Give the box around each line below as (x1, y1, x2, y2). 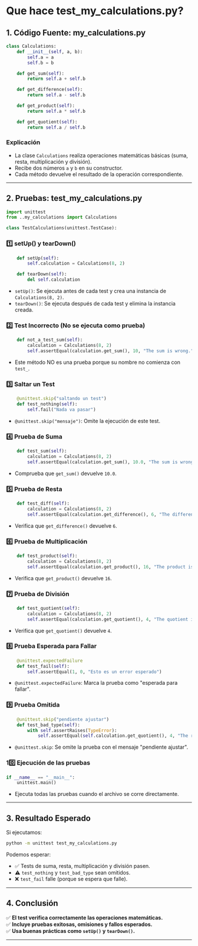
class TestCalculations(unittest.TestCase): (6, 225, 117, 231)
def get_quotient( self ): (16, 119, 78, 125)
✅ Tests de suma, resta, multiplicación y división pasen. (14, 863, 150, 870)
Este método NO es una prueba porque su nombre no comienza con (14, 359, 181, 366)
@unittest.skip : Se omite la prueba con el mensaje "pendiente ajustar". (14, 743, 189, 751)
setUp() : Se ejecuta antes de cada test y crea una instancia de (14, 288, 167, 295)
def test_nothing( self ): (16, 401, 78, 407)
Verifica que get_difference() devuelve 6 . (14, 522, 117, 529)
